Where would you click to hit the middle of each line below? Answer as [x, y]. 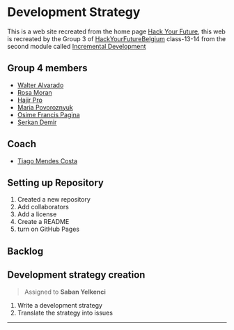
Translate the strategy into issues [65, 313]
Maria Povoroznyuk [45, 107]
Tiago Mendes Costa [47, 160]
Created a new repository [54, 200]
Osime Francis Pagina [48, 114]
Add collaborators [43, 207]
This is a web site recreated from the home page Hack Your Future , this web [117, 31]
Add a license [37, 214]
